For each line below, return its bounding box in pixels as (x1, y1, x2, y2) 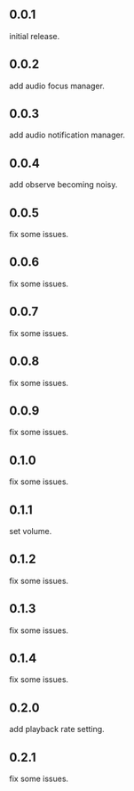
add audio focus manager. (9, 80, 105, 91)
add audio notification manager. (9, 129, 126, 141)
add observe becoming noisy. (9, 179, 118, 190)
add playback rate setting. (9, 724, 105, 735)
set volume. (9, 525, 52, 536)
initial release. (9, 30, 60, 41)
